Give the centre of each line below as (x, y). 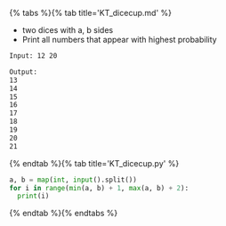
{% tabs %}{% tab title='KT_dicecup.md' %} (90, 13)
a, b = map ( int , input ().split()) (73, 180)
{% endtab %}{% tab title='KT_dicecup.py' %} (94, 163)
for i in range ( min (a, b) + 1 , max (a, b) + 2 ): (99, 188)
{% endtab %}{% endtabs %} (64, 214)
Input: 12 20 (33, 56)
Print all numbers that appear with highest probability (119, 40)
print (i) (33, 196)
